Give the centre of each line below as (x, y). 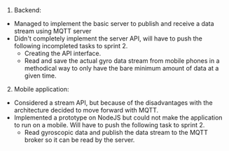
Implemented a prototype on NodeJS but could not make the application (118, 117)
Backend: (28, 10)
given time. (40, 75)
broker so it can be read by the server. (79, 140)
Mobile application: (41, 89)
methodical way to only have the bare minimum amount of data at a (122, 68)
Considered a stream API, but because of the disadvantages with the (113, 103)
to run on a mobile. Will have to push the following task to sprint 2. (109, 125)
